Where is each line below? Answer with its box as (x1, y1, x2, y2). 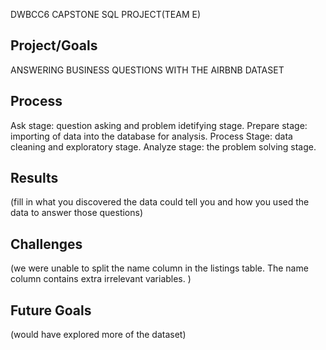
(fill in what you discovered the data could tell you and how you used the (10, 196, 310, 208)
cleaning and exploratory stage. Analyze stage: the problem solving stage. (10, 140, 317, 153)
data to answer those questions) (10, 207, 144, 219)
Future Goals (10, 302, 92, 319)
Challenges (10, 235, 83, 253)
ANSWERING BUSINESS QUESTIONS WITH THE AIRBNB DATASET (10, 64, 285, 76)
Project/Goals (10, 37, 98, 54)
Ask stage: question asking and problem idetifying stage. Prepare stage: (10, 119, 308, 131)
